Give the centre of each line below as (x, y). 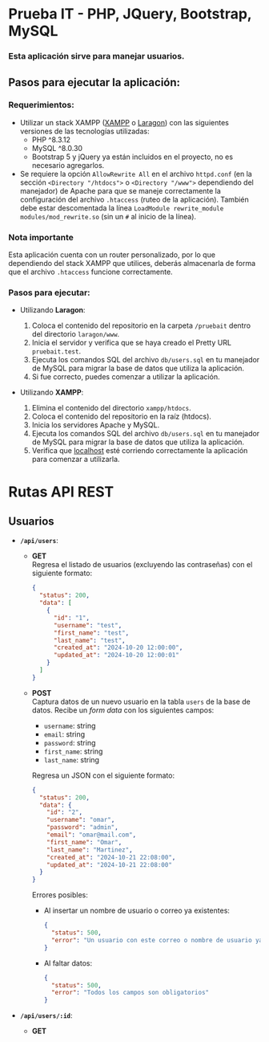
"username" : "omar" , (81, 820)
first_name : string (73, 751)
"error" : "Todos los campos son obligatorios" (130, 993)
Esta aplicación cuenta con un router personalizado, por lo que (112, 255)
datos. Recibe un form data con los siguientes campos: (123, 710)
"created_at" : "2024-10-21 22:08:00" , (111, 857)
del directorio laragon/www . (76, 334)
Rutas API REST (61, 492)
